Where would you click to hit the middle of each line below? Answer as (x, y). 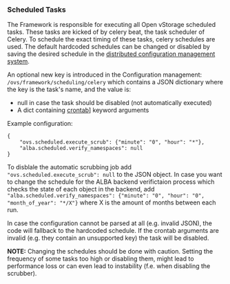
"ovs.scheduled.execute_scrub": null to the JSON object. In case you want (115, 175)
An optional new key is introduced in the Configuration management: (105, 75)
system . (18, 61)
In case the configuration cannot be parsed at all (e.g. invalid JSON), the (109, 223)
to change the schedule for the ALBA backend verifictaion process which (111, 182)
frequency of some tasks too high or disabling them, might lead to (101, 259)
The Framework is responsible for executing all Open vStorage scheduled (111, 25)
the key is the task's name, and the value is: (69, 89)
